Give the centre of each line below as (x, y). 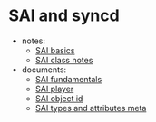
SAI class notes (64, 60)
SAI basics (55, 50)
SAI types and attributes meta (91, 108)
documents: (44, 70)
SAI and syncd (64, 16)
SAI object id (59, 98)
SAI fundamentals (68, 79)
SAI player (54, 89)
